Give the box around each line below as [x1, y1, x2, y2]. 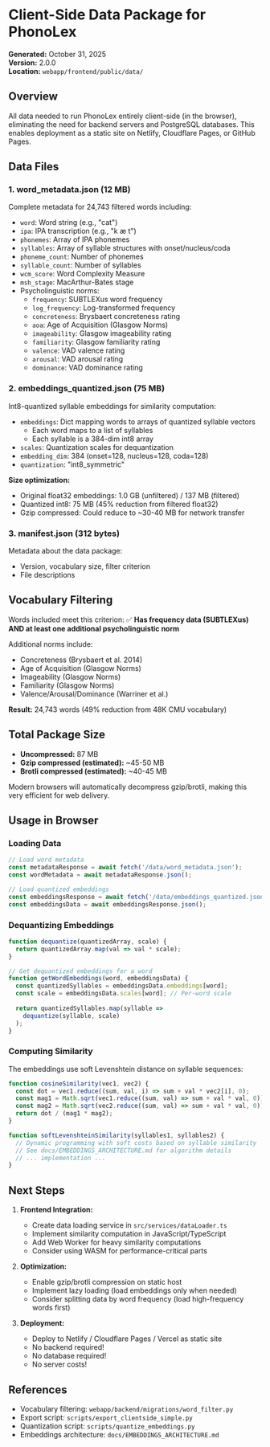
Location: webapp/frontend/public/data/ [8, 66, 144, 76]
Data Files [8, 160, 59, 174]
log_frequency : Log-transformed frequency [31, 303, 176, 313]
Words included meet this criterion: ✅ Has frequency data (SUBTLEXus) [8, 615, 249, 624]
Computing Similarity [8, 1046, 94, 1057]
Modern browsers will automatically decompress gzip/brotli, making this [8, 782, 247, 791]
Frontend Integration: [19, 1205, 93, 1215]
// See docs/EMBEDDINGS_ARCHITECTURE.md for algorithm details [15, 1147, 231, 1155]
